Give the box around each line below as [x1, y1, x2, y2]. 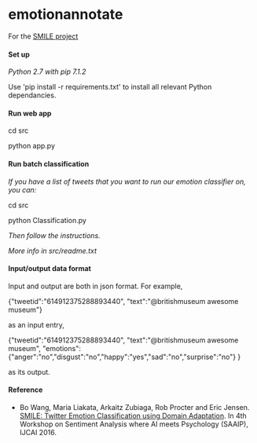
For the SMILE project [8, 31, 79, 41]
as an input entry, [8, 320, 65, 329]
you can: [8, 185, 37, 194]
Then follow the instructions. [8, 230, 101, 240]
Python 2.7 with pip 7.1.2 [8, 67, 86, 76]
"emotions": [42, 343, 81, 353]
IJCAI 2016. [19, 427, 57, 437]
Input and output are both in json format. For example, [8, 281, 183, 291]
